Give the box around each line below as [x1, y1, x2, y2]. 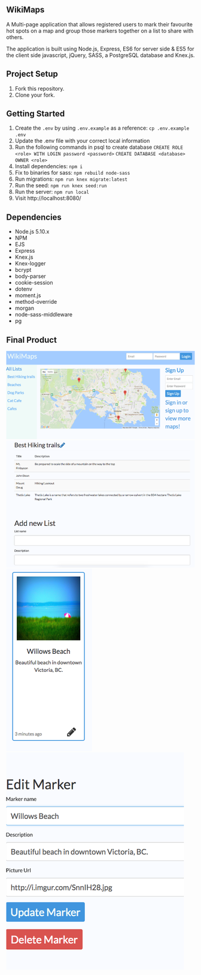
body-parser [14, 273, 46, 280]
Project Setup [6, 69, 59, 79]
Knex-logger [14, 260, 46, 267]
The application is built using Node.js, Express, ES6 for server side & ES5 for [6, 45, 194, 52]
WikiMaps [6, 5, 45, 15]
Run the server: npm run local [14, 189, 90, 196]
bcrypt [14, 267, 32, 274]
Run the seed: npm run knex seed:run [14, 182, 107, 189]
